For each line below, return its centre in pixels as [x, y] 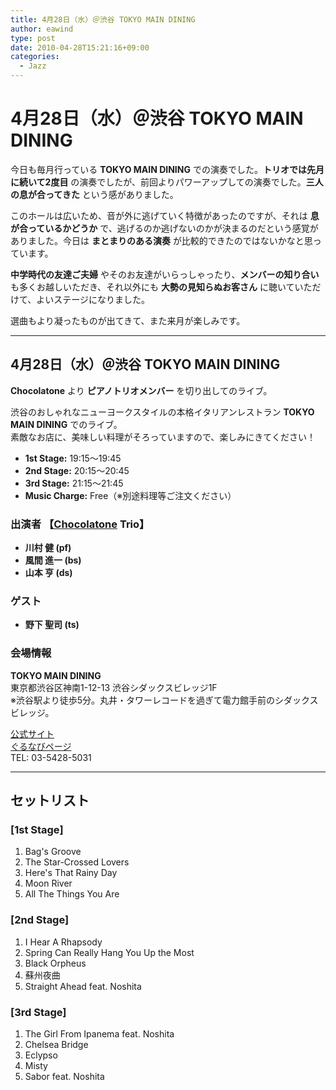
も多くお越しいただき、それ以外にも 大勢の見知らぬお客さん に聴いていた [161, 287]
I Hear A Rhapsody [63, 942]
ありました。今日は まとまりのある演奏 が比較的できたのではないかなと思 [161, 240]
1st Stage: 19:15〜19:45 [73, 458]
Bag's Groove [53, 852]
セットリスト [50, 801]
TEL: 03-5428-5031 [51, 757]
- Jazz [33, 66]
